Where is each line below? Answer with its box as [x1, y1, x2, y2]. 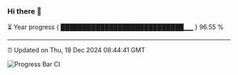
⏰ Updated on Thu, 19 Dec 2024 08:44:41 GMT [7, 46, 145, 54]
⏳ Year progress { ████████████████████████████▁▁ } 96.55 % [7, 23, 225, 31]
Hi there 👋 [7, 6, 42, 16]
